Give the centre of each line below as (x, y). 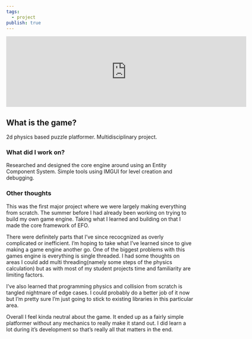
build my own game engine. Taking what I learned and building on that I (94, 219)
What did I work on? (36, 152)
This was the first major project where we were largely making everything (96, 206)
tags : (13, 12)
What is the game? (42, 123)
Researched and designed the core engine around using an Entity (86, 165)
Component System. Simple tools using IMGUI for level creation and (89, 172)
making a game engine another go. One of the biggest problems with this (96, 249)
